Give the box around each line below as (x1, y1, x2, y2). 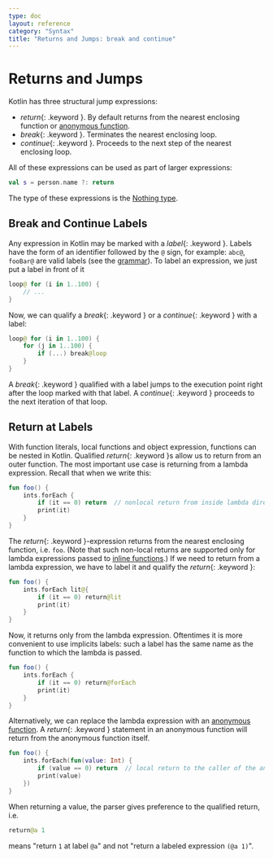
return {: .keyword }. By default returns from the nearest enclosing (19, 112, 240, 122)
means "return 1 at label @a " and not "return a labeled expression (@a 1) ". (8, 840, 254, 851)
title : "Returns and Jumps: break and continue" (8, 34, 176, 43)
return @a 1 (8, 826, 45, 835)
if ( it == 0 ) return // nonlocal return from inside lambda (37, 498, 249, 507)
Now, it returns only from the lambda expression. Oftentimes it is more (8, 630, 243, 640)
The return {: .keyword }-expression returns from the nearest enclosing (8, 536, 245, 546)
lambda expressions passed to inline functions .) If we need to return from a (8, 553, 260, 563)
